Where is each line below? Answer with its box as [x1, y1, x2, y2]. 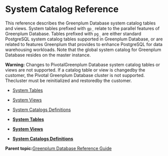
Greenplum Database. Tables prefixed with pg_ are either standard [5, 30, 141, 36]
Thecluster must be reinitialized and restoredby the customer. [5, 77, 132, 83]
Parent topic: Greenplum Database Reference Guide [5, 145, 112, 151]
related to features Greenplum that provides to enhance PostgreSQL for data [5, 41, 162, 47]
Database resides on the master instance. [5, 51, 91, 58]
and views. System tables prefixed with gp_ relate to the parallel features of [5, 25, 160, 31]
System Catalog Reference [5, 3, 119, 15]
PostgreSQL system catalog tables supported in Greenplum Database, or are [5, 36, 163, 42]
